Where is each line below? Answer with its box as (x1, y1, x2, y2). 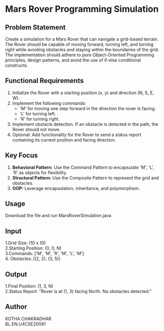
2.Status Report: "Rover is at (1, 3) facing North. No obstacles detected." (5, 289, 152, 294)
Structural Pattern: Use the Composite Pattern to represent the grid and (12, 175, 159, 181)
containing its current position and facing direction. (12, 137, 116, 143)
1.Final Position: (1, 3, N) (5, 283, 54, 289)
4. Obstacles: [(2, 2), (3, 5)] (5, 256, 61, 262)
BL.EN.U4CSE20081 (5, 321, 46, 327)
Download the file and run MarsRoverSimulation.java (5, 213, 112, 219)
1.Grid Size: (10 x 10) (5, 240, 46, 246)
